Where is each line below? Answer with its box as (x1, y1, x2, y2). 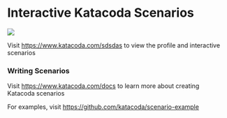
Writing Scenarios (7, 66, 70, 75)
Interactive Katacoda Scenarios (7, 5, 194, 21)
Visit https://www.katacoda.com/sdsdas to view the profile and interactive (7, 40, 221, 50)
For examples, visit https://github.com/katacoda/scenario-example (7, 103, 199, 111)
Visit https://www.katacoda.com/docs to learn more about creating (7, 82, 200, 90)
